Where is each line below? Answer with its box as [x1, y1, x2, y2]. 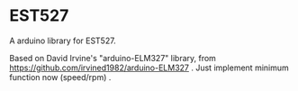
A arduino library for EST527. [9, 35, 116, 46]
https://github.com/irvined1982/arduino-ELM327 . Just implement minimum [9, 62, 290, 73]
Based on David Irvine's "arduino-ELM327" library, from [9, 52, 216, 63]
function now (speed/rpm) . [9, 71, 112, 82]
